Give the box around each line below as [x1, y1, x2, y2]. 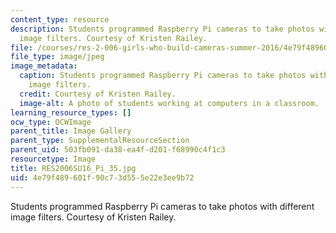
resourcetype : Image [10, 154, 97, 164]
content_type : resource [10, 14, 110, 25]
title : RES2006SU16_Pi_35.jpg [10, 163, 137, 173]
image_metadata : [10, 61, 78, 71]
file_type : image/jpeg [10, 52, 105, 62]
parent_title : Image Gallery [10, 126, 132, 136]
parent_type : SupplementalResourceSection [10, 136, 190, 146]
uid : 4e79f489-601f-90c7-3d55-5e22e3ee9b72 [10, 172, 195, 183]
